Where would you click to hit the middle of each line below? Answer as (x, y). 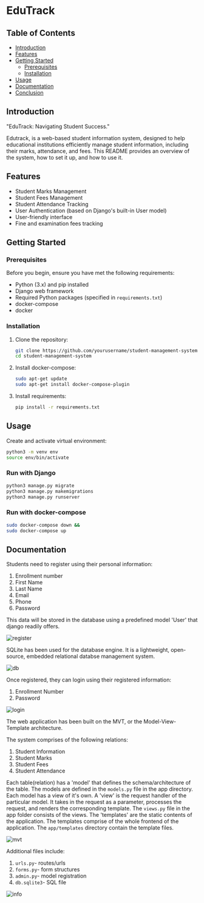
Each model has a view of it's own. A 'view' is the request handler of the (97, 796)
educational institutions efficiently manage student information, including (97, 144)
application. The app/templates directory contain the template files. (90, 828)
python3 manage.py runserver (43, 497)
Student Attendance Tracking (52, 204)
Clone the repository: (42, 339)
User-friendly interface (44, 217)
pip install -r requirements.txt (57, 407)
